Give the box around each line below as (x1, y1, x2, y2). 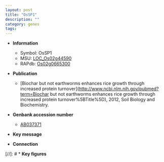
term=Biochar (20, 91, 49, 97)
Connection (12, 141, 38, 147)
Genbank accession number (12, 112, 73, 118)
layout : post (5, 7, 33, 13)
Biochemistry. (20, 102, 49, 108)
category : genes (5, 21, 39, 27)
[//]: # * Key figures (5, 151, 47, 157)
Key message (12, 131, 42, 137)
